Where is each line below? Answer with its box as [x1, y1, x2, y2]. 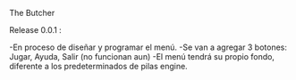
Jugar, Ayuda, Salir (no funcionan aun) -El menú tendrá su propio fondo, [9, 52, 275, 61]
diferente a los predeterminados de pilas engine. [9, 61, 188, 71]
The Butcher [9, 8, 55, 18]
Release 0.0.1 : [9, 25, 63, 35]
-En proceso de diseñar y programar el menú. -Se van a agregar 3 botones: [9, 42, 288, 52]
